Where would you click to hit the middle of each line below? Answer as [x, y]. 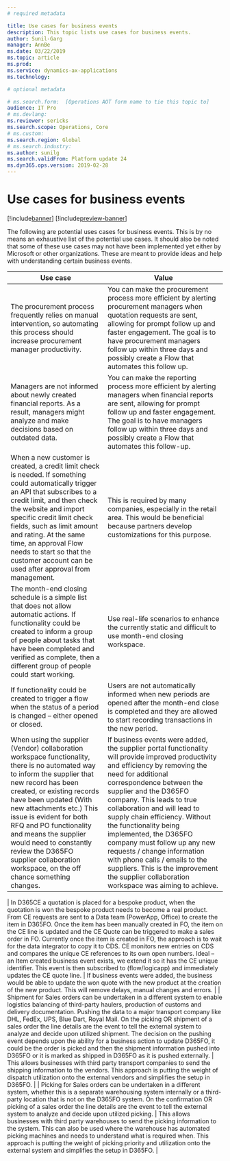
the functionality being [143, 825]
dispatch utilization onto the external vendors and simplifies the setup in [108, 1077]
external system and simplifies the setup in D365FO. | [83, 1150]
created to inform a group [52, 631]
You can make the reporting [152, 377]
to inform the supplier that [52, 774]
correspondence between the [155, 782]
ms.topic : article [33, 58]
